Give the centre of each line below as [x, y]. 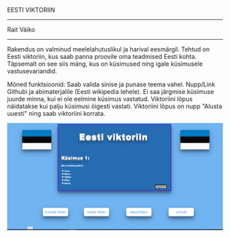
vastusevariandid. [32, 71]
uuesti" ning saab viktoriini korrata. [56, 113]
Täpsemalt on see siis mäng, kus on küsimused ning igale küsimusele [105, 64]
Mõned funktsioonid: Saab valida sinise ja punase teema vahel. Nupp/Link [111, 84]
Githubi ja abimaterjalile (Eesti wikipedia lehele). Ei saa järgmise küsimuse [111, 91]
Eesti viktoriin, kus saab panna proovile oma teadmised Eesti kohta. [102, 57]
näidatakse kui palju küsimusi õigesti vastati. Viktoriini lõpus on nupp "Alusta [115, 106]
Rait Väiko [21, 29]
